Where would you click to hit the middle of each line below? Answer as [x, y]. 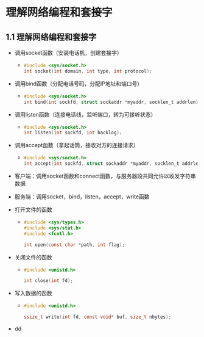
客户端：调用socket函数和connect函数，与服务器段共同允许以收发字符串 [105, 176]
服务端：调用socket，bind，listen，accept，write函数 [82, 197]
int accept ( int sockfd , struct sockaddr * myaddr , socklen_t [101, 164]
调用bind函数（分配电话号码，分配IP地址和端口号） [79, 84]
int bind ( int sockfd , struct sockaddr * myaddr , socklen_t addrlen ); [112, 102]
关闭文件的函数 [33, 257]
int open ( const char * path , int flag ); [74, 245]
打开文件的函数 [33, 209]
